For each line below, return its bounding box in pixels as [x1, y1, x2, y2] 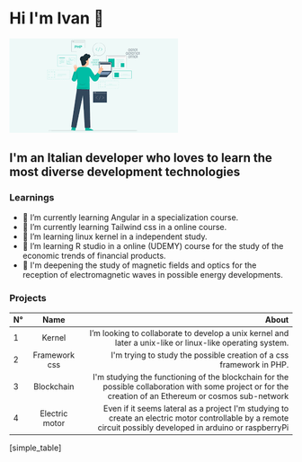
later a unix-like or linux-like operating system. [115, 337, 289, 348]
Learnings [9, 191, 55, 204]
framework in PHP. [219, 359, 289, 369]
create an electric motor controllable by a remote [108, 413, 289, 423]
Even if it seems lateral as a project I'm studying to [102, 404, 289, 414]
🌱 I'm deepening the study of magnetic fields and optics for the [22, 260, 257, 271]
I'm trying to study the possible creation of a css [111, 350, 289, 360]
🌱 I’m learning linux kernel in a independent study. [22, 231, 208, 242]
